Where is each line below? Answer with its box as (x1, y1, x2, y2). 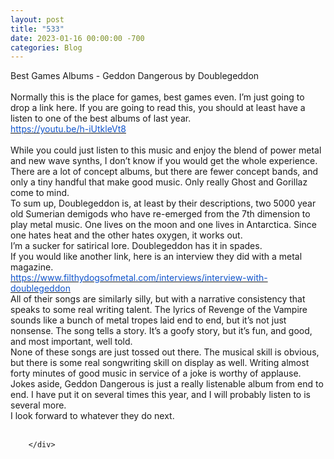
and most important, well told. (10, 336, 133, 348)
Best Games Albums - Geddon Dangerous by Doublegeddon (10, 70, 260, 82)
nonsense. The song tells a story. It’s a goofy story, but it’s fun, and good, (10, 325, 313, 337)
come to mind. (10, 187, 70, 199)
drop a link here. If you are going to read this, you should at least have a (10, 102, 306, 114)
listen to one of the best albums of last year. (10, 112, 192, 125)
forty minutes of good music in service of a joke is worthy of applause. (10, 367, 302, 380)
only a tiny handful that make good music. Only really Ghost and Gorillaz (10, 176, 308, 188)
